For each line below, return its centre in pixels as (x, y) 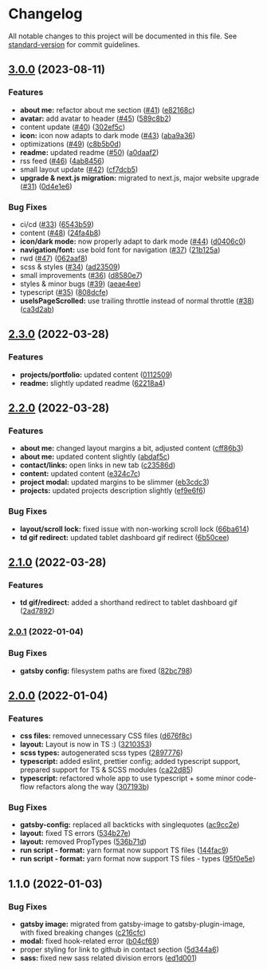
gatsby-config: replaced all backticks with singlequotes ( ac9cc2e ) (130, 825)
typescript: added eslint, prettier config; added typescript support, (130, 761)
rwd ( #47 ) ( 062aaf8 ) (53, 258)
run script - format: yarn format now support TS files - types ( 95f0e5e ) (137, 859)
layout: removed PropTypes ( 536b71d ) (83, 842)
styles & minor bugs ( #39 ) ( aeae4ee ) (80, 284)
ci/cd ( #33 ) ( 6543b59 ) (57, 224)
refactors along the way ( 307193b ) (92, 787)
